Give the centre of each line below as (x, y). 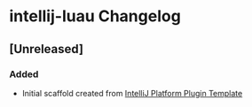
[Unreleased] (47, 49)
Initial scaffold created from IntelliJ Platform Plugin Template (132, 93)
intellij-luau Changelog (95, 16)
